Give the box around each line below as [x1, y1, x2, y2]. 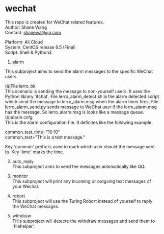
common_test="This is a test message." [5, 134, 85, 140]
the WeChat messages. [12, 203, 60, 209]
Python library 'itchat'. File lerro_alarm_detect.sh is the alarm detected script [5, 94, 160, 99]
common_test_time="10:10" [5, 129, 60, 135]
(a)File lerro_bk [5, 83, 36, 89]
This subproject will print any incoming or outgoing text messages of [12, 178, 151, 184]
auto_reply [12, 158, 34, 164]
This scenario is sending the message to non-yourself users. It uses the [5, 88, 150, 94]
